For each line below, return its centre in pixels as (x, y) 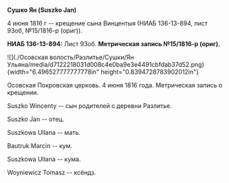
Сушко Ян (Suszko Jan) (42, 10)
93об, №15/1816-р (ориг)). (45, 31)
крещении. (23, 93)
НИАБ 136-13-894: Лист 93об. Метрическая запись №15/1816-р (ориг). (114, 44)
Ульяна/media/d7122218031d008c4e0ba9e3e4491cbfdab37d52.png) (106, 64)
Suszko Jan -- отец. (36, 119)
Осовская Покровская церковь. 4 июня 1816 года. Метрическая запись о (115, 85)
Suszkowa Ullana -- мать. (44, 132)
